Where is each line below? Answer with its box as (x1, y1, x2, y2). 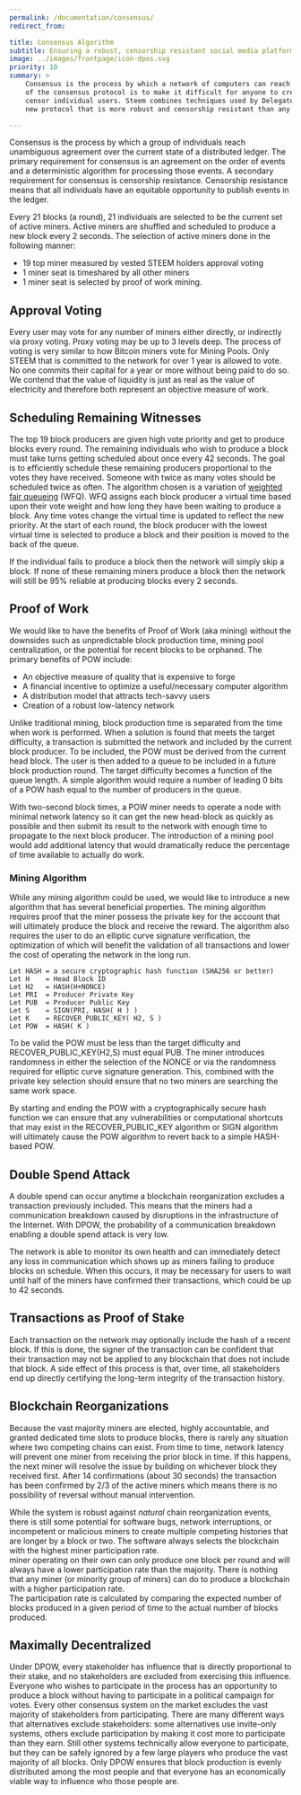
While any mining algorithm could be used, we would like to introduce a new (9, 892, 290, 903)
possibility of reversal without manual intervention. (9, 1489, 195, 1500)
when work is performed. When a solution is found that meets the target (9, 727, 276, 738)
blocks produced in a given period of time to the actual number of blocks (9, 1602, 279, 1613)
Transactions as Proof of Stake (9, 1311, 185, 1326)
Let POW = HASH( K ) (9, 1021, 90, 1031)
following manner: (9, 240, 76, 252)
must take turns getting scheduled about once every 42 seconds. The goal (9, 453, 285, 464)
